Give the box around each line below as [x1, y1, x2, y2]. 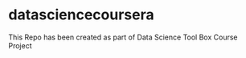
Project [8, 40, 32, 50]
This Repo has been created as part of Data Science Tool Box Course [8, 32, 238, 42]
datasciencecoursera [8, 6, 154, 24]
